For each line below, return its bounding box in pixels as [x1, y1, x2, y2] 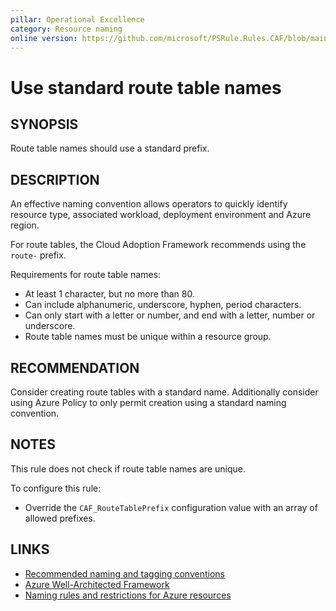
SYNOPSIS [10, 116, 79, 133]
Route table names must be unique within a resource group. [24, 331, 272, 343]
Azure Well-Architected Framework [24, 578, 170, 590]
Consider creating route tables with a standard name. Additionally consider [10, 386, 319, 398]
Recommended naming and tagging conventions [24, 567, 225, 580]
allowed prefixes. [24, 512, 96, 524]
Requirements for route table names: [10, 269, 162, 281]
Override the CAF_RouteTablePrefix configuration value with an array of [24, 501, 318, 513]
